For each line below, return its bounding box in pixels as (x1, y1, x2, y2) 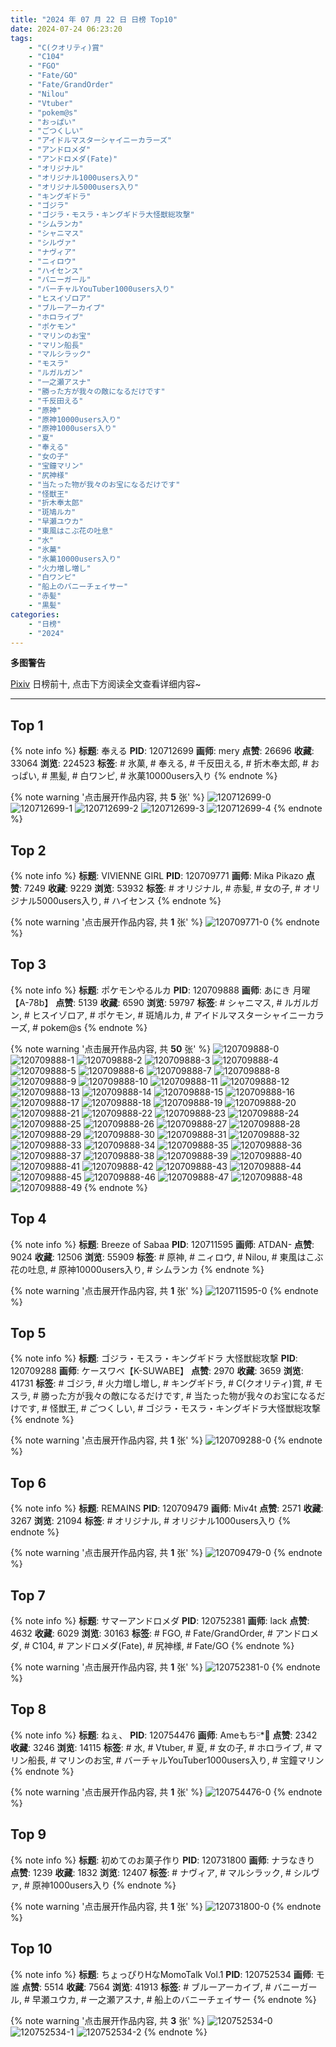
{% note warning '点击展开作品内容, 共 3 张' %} (10, 2014, 206, 2026)
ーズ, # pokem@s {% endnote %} (10, 1021, 148, 1033)
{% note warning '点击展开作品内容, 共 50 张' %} (10, 1042, 212, 1055)
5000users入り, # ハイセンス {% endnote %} (36, 895, 222, 906)
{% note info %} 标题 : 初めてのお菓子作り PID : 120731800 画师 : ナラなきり (10, 1854, 316, 1866)
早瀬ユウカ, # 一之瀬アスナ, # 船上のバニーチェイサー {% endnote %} (31, 1993, 317, 2005)
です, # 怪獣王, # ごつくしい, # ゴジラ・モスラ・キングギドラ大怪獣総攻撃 (18, 1402, 321, 1415)
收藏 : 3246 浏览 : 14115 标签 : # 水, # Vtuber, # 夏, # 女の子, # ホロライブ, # (10, 1741, 312, 1753)
